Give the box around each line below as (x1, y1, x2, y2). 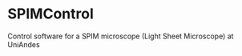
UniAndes (7, 39, 41, 49)
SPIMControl (7, 5, 94, 23)
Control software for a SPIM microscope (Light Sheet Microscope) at (7, 31, 234, 41)
